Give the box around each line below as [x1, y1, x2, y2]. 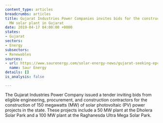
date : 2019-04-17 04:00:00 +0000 [5, 25, 73, 30]
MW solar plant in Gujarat [9, 20, 64, 26]
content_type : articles [5, 7, 53, 12]
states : [5, 29, 21, 34]
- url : [5, 61, 18, 66]
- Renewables [5, 52, 32, 57]
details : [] [5, 70, 29, 75]
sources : [5, 56, 23, 61]
